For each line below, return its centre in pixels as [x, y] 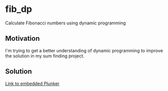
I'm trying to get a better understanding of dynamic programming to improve [84, 50]
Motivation [23, 39]
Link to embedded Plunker [32, 84]
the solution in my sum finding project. [45, 56]
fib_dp [19, 9]
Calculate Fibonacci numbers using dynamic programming [66, 23]
